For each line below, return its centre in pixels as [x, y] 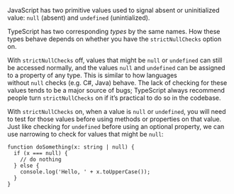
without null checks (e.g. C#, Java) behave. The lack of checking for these [117, 83]
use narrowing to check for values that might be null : [85, 134]
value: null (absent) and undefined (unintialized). [79, 18]
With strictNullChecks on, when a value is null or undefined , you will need [117, 112]
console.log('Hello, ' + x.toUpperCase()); [85, 172]
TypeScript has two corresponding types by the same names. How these [114, 32]
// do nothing [41, 159]
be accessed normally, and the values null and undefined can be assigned [116, 68]
